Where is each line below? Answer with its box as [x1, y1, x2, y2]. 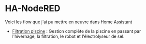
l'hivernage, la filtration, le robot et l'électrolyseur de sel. [12, 33, 125, 39]
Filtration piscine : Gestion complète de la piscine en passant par [12, 28, 141, 34]
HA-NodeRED [5, 3, 60, 14]
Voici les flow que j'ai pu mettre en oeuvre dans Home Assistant [5, 19, 132, 25]
